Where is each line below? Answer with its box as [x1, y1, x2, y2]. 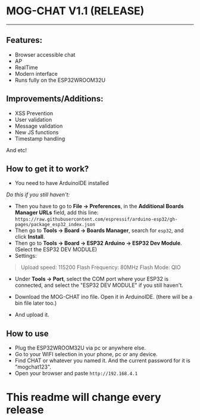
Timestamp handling [14, 135, 65, 142]
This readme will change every [6, 391, 162, 404]
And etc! [6, 146, 27, 153]
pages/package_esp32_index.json [14, 222, 95, 228]
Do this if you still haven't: [6, 191, 70, 198]
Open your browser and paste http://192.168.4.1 [14, 370, 138, 377]
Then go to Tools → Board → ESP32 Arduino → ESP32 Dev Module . [14, 240, 183, 247]
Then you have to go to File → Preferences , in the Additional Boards [14, 203, 184, 210]
